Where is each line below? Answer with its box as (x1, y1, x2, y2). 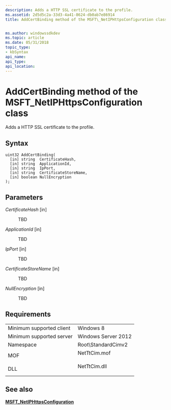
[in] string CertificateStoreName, (10, 170, 88, 176)
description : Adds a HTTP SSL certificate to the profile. (5, 7, 133, 13)
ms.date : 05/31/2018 (5, 40, 49, 45)
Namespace (8, 341, 37, 348)
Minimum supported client (8, 324, 71, 332)
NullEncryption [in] (5, 285, 45, 291)
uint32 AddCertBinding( (5, 152, 56, 158)
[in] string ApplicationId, (10, 161, 72, 167)
